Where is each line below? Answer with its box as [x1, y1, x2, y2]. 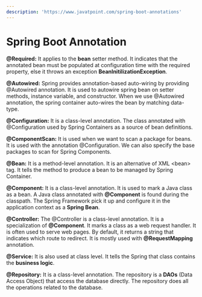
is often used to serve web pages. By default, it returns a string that [6, 228, 174, 235]
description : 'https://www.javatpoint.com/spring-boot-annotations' [6, 8, 182, 15]
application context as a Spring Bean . [6, 203, 100, 211]
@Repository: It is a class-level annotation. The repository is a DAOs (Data [6, 270, 193, 278]
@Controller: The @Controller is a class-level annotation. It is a [6, 215, 164, 223]
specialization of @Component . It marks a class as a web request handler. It [6, 221, 197, 229]
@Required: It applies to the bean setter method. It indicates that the [6, 55, 178, 62]
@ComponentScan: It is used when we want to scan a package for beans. [6, 135, 192, 142]
